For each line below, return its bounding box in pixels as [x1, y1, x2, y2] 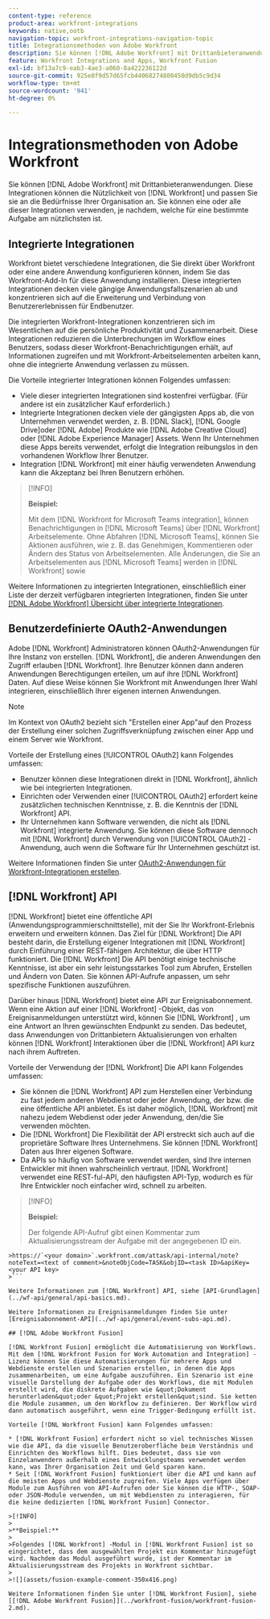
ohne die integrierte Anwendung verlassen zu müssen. [8, 360, 190, 369]
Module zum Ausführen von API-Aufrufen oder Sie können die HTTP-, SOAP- [8, 1484, 261, 1492]
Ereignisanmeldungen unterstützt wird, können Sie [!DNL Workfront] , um [8, 1012, 251, 1022]
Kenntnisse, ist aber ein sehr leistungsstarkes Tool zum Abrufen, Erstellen [8, 963, 252, 973]
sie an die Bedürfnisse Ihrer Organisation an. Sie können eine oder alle [8, 196, 241, 206]
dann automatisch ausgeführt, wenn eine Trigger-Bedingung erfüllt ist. [8, 1406, 257, 1415]
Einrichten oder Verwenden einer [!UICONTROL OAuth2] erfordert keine [19, 791, 259, 801]
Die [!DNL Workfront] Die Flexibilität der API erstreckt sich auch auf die [19, 1129, 255, 1139]
